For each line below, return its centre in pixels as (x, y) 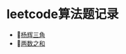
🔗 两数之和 (31, 43)
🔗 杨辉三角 (31, 35)
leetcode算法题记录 (63, 14)
